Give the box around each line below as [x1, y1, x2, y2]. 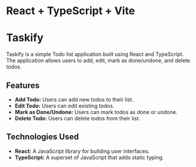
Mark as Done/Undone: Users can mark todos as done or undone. [14, 108, 178, 116]
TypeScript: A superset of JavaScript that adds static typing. [14, 153, 164, 161]
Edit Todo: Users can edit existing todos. [14, 102, 114, 109]
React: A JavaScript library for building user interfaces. [14, 148, 150, 155]
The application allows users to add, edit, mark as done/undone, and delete [6, 57, 191, 64]
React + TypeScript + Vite [6, 4, 135, 18]
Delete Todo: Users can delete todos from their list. [14, 114, 140, 122]
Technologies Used [6, 132, 79, 142]
